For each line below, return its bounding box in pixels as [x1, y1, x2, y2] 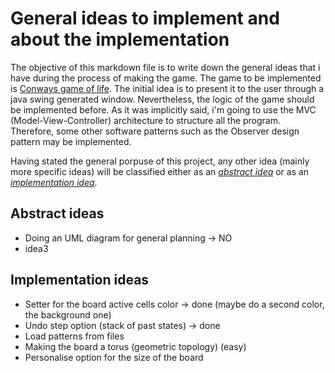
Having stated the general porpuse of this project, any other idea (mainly [10, 155, 310, 167]
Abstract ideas [10, 205, 105, 222]
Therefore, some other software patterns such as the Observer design [10, 125, 300, 137]
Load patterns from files [24, 330, 125, 342]
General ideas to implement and [10, 7, 280, 30]
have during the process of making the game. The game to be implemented [10, 72, 322, 84]
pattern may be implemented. [10, 135, 132, 147]
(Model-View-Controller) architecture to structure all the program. [10, 114, 282, 126]
